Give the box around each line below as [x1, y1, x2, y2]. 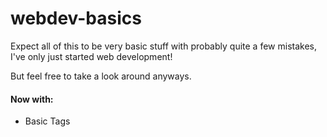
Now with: [10, 93, 54, 105]
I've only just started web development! [10, 50, 173, 62]
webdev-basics [10, 7, 142, 30]
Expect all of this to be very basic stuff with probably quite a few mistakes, [10, 40, 317, 52]
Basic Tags [24, 115, 71, 127]
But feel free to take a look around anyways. [10, 70, 192, 82]
